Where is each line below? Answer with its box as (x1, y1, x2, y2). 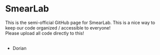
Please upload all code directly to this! (5, 30, 85, 36)
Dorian (12, 45, 27, 51)
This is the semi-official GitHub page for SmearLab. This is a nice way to (5, 19, 155, 25)
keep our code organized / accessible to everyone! (5, 24, 111, 30)
